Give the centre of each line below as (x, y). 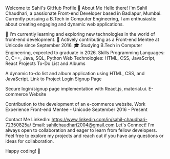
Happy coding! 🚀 (23, 151)
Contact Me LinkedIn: (28, 119)
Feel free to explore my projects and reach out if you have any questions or (84, 136)
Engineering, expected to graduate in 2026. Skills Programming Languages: (85, 53)
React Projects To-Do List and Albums (45, 63)
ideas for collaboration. (30, 141)
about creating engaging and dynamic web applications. (65, 24)
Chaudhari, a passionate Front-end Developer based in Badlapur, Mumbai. (83, 13)
